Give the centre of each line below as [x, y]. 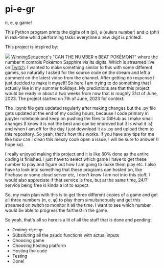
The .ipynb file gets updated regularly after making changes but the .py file [81, 108]
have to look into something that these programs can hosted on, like [74, 170]
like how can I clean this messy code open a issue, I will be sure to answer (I [82, 139]
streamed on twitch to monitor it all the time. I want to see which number [78, 205]
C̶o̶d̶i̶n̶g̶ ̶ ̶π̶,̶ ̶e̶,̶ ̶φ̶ [27, 229]
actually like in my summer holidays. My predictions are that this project [77, 88]
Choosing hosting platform [39, 245]
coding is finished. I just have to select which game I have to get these [76, 159]
